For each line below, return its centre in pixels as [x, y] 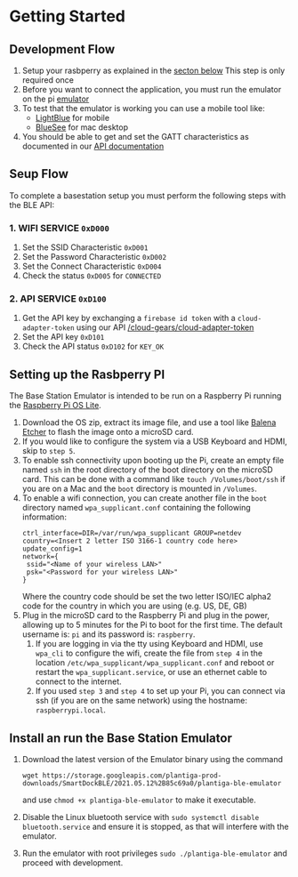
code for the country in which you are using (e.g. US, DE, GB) [134, 606]
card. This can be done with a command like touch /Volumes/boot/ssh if [154, 479]
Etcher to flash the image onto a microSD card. [108, 432]
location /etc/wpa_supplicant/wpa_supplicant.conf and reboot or [155, 663]
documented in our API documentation [93, 146]
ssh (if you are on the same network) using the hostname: [141, 701]
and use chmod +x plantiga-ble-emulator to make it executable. [139, 800]
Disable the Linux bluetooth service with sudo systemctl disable [141, 817]
